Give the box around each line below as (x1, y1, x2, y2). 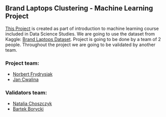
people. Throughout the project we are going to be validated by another (5, 42, 156, 48)
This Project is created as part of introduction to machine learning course (5, 25, 159, 31)
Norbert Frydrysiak (12, 71, 53, 77)
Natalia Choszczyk (12, 101, 52, 107)
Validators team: (5, 89, 47, 96)
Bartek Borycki (12, 106, 44, 112)
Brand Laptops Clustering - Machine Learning (5, 4, 153, 13)
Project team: (5, 59, 40, 66)
